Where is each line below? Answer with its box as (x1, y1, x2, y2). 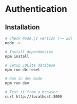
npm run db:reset (5, 67, 40, 72)
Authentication (5, 3, 67, 15)
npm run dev (5, 81, 29, 86)
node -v (5, 40, 21, 45)
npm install (5, 54, 29, 59)
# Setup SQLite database (5, 63, 56, 68)
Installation (5, 23, 40, 31)
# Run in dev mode (5, 76, 42, 81)
